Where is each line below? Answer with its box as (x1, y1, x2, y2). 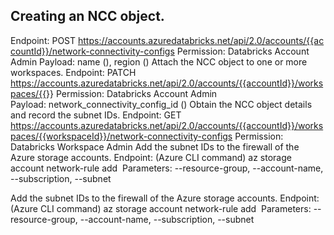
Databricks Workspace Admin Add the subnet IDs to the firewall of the (10, 140, 300, 153)
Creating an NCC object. (10, 8, 165, 25)
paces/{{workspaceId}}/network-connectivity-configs (10, 130, 233, 142)
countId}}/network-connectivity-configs (10, 45, 175, 57)
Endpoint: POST (10, 34, 77, 46)
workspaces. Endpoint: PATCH (10, 66, 137, 78)
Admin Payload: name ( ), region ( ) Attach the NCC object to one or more (10, 55, 308, 68)
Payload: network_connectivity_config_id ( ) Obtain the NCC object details (10, 98, 313, 110)
